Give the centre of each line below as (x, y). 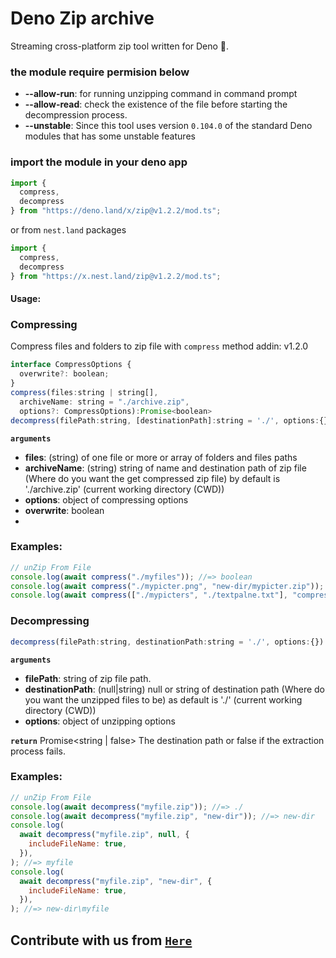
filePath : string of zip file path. (88, 678)
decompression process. (76, 115)
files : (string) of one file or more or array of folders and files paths (161, 457)
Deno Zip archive (82, 18)
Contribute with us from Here (101, 940)
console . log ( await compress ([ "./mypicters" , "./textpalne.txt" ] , (149, 595)
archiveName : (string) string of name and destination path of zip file (165, 468)
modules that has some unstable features (110, 136)
